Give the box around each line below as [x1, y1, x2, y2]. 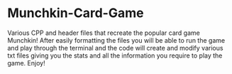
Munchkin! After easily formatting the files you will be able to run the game [7, 36, 226, 44]
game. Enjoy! [7, 58, 45, 67]
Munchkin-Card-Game [7, 5, 144, 21]
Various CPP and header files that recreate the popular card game [7, 28, 200, 37]
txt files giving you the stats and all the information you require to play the [7, 51, 223, 60]
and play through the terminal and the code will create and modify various [7, 43, 223, 52]
